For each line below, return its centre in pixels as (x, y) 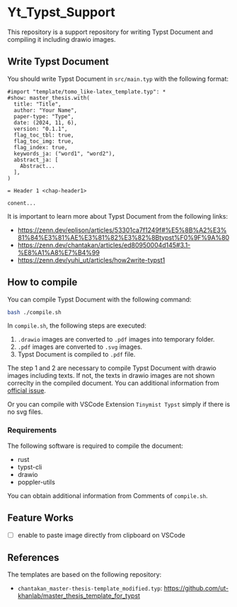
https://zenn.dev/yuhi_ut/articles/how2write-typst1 (91, 260)
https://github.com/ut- (196, 589)
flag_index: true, (41, 147)
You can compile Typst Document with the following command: (99, 299)
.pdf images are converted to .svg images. (80, 347)
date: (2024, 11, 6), (46, 122)
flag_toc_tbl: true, (44, 135)
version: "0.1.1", (41, 129)
